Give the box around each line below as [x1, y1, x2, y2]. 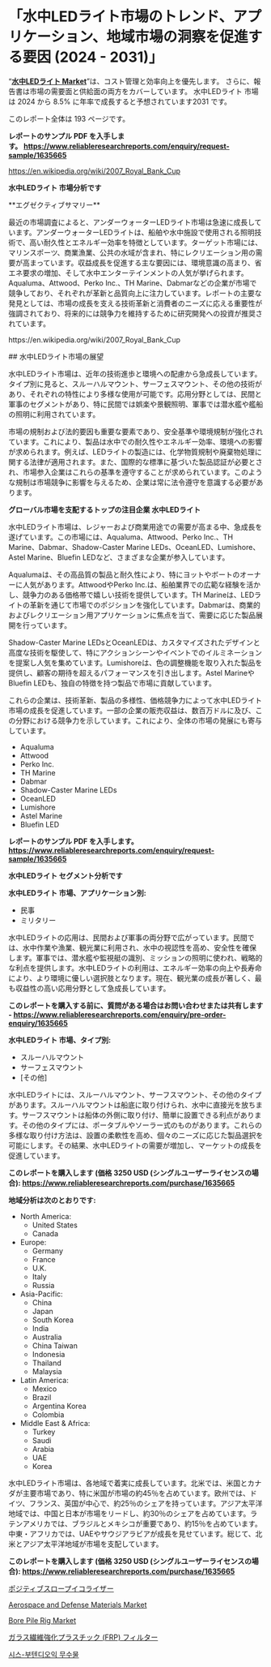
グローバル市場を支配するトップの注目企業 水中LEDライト [8, 505, 201, 514]
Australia [32, 1332, 62, 1342]
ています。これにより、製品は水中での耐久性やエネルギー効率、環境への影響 [8, 436, 263, 446]
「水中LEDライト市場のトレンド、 [8, 7, 233, 26]
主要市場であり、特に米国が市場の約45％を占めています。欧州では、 [22, 1488, 251, 1497]
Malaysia [32, 1366, 62, 1376]
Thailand [32, 1358, 62, 1368]
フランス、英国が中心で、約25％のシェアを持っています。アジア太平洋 [28, 1498, 263, 1508]
